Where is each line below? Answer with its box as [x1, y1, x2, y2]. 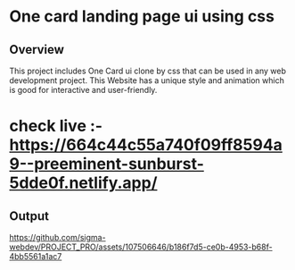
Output [9, 208, 49, 224]
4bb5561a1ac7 [9, 251, 62, 261]
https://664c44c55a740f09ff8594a [9, 135, 283, 156]
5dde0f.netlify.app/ [9, 173, 158, 193]
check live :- [9, 116, 103, 136]
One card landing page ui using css [9, 6, 275, 27]
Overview [9, 42, 65, 57]
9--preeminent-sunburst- [9, 154, 205, 174]
